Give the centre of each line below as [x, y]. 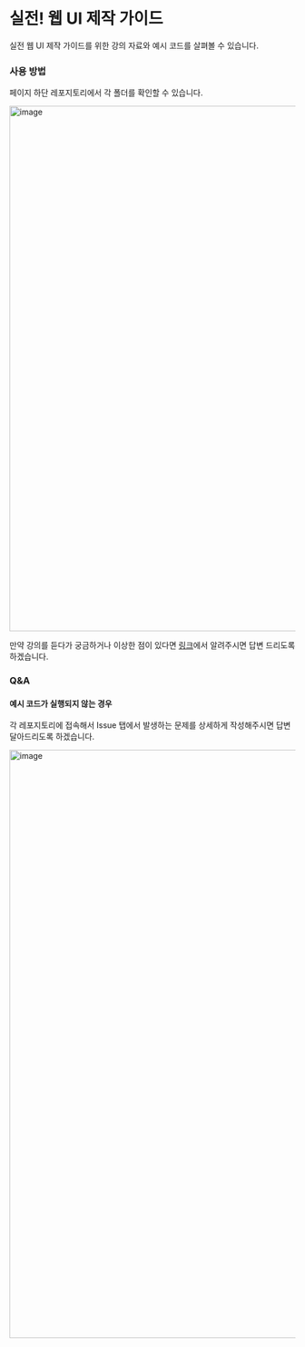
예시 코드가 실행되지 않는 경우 [61, 703]
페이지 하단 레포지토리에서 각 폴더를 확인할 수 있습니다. [106, 93]
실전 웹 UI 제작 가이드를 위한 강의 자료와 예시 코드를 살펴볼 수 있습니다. [134, 45]
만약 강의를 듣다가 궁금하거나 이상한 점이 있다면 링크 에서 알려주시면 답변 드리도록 [152, 645]
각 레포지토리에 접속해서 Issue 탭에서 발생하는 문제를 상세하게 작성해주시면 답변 [150, 725]
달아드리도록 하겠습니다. [52, 737]
